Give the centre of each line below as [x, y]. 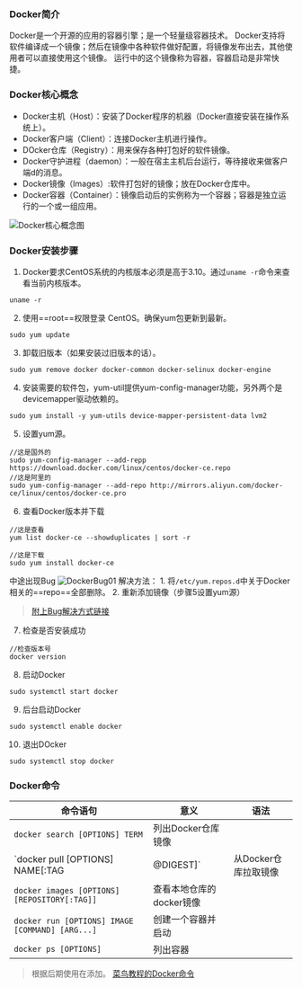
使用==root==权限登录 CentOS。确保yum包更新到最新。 [127, 317]
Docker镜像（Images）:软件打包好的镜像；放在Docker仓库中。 [138, 183]
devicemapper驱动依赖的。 [73, 398]
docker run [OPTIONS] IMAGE [74, 921]
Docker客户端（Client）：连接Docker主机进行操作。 [117, 138]
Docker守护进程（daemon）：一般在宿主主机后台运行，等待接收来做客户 [155, 161]
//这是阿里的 [30, 477]
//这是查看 [27, 529]
